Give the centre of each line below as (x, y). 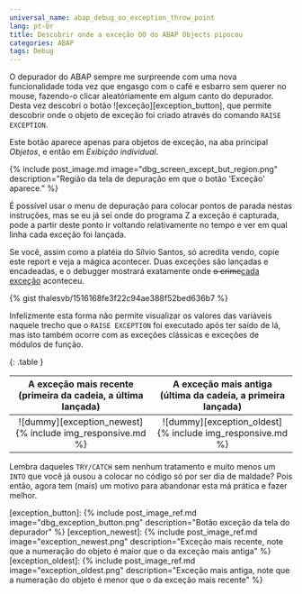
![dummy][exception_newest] (81, 422)
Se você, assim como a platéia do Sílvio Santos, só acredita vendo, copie (145, 252)
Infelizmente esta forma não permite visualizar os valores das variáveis (141, 315)
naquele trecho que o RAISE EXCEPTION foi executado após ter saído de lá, (145, 325)
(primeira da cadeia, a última (81, 396)
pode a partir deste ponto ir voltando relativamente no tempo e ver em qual (148, 225)
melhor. (23, 496)
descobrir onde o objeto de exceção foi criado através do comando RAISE (145, 115)
